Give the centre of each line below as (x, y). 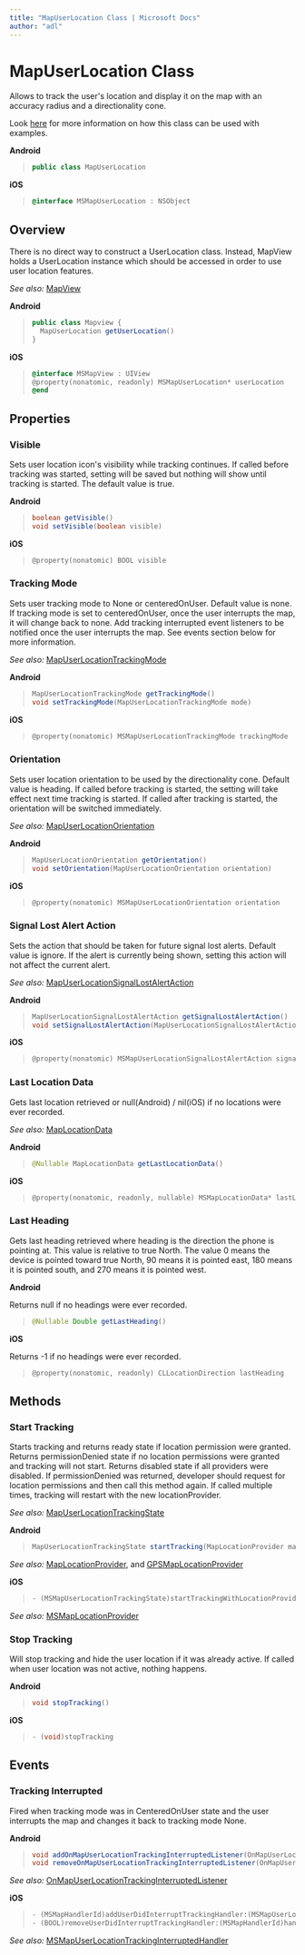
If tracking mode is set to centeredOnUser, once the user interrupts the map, (152, 613)
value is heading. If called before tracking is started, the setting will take (144, 789)
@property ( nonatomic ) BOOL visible (99, 560)
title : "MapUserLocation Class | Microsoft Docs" (105, 18)
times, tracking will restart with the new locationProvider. (116, 1496)
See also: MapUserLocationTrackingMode (88, 659)
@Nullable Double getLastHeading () (99, 1321)
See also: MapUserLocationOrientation (82, 825)
